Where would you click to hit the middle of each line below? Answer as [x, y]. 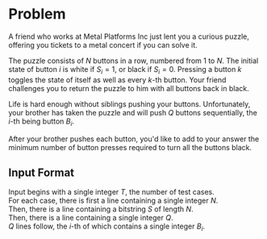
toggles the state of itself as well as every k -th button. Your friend [117, 80]
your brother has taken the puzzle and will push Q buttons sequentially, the [133, 112]
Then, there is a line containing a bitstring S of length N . [101, 209]
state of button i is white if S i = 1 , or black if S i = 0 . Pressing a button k [125, 70]
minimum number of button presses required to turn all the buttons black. [130, 147]
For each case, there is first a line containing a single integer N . [113, 201]
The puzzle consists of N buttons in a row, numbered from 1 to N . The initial [133, 61]
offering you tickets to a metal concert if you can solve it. [103, 44]
